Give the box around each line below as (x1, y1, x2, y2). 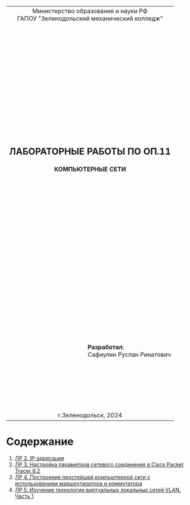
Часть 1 (14, 492, 34, 500)
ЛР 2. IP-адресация (14, 454, 64, 462)
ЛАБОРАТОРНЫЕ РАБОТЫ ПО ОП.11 (9, 146, 171, 157)
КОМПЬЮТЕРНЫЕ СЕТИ (54, 165, 126, 173)
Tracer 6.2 (14, 467, 40, 474)
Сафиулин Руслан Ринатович (87, 351, 171, 359)
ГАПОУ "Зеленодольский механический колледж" (17, 14, 163, 23)
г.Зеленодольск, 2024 (58, 411, 123, 419)
